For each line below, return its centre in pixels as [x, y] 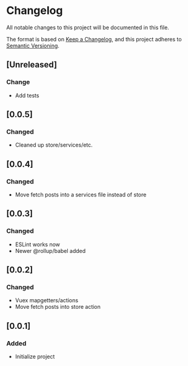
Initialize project [35, 357]
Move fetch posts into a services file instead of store [81, 195]
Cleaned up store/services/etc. [54, 145]
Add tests [27, 95]
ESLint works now [38, 244]
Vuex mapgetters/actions [47, 300]
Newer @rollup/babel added [50, 250]
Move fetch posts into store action [58, 307]
